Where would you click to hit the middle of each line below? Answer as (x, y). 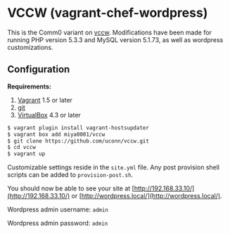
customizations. (30, 47)
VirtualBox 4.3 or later (49, 115)
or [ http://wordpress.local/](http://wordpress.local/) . (147, 196)
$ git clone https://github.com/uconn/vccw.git (78, 141)
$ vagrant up (26, 154)
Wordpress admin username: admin (58, 209)
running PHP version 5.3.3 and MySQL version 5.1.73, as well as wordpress (115, 39)
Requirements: (29, 86)
